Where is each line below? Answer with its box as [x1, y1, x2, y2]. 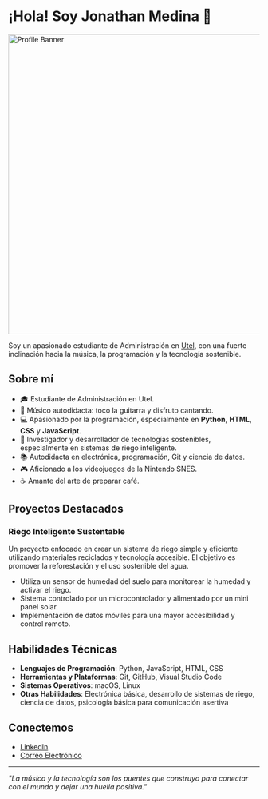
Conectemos [8, 721, 74, 734]
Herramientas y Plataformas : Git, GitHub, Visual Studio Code [19, 672, 223, 682]
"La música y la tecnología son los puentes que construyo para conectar [8, 773, 249, 783]
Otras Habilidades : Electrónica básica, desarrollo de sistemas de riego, [19, 689, 255, 699]
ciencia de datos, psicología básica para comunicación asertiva [19, 697, 229, 707]
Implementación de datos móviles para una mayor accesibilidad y [19, 611, 235, 621]
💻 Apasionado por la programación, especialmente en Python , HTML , [19, 414, 253, 424]
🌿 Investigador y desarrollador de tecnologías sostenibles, [19, 434, 211, 444]
